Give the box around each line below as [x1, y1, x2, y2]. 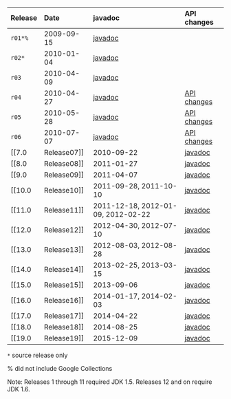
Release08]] [43, 159, 85, 168]
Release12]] [43, 225, 85, 235]
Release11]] [43, 206, 85, 215]
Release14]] [43, 265, 85, 274]
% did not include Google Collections [7, 365, 113, 372]
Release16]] [43, 296, 85, 305]
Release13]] [43, 245, 85, 254]
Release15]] [43, 280, 85, 290]
